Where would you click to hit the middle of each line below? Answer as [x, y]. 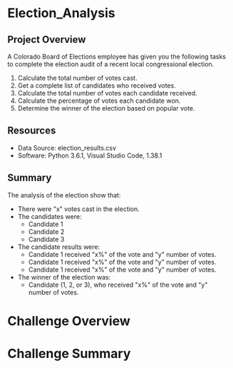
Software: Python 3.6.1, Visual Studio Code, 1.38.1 [90, 155]
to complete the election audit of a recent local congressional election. [111, 64]
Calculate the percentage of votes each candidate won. [99, 101]
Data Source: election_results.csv [67, 148]
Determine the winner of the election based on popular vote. [106, 108]
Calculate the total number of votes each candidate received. [107, 93]
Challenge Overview [69, 321]
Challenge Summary [69, 354]
